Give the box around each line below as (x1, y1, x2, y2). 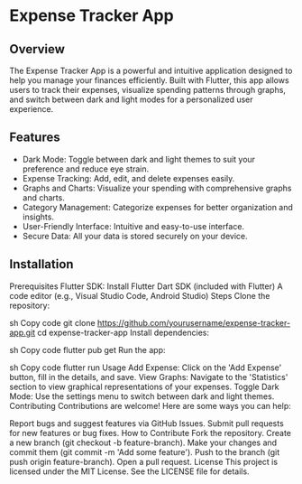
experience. (9, 104, 54, 114)
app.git (9, 327, 36, 338)
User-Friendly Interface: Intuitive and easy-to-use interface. (22, 220, 245, 231)
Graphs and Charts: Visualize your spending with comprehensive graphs (22, 182, 292, 193)
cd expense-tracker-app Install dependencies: (37, 327, 210, 338)
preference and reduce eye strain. (22, 163, 150, 174)
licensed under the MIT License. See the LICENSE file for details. (9, 466, 250, 477)
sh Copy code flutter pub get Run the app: (9, 344, 166, 355)
